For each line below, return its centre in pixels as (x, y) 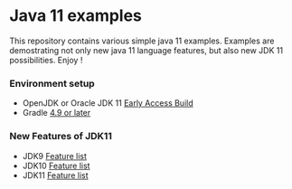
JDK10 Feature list (56, 165)
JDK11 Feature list (55, 175)
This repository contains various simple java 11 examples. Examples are (142, 41)
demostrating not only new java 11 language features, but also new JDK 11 (146, 50)
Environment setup (52, 83)
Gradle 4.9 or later (57, 113)
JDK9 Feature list (55, 156)
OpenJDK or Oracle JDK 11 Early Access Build (108, 103)
